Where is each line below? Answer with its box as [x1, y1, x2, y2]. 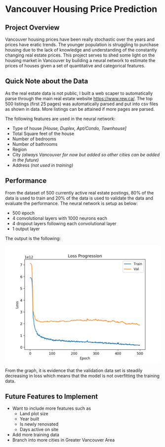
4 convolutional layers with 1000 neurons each [12, 215, 108, 221]
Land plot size [19, 411, 48, 417]
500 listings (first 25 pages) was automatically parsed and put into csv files [5, 101, 159, 107]
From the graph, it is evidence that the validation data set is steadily [5, 367, 143, 373]
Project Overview [5, 23, 60, 32]
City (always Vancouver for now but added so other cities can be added [12, 151, 160, 157]
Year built [19, 416, 40, 422]
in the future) [12, 157, 39, 163]
